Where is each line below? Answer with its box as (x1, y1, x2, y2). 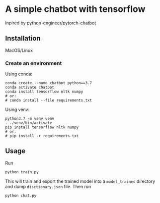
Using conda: (5, 71, 33, 77)
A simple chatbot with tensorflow (5, 3, 146, 15)
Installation (5, 34, 41, 43)
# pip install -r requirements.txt (5, 134, 79, 139)
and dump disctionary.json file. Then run (5, 183, 91, 189)
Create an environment (5, 59, 62, 66)
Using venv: (5, 106, 30, 112)
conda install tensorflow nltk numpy (5, 89, 83, 95)
